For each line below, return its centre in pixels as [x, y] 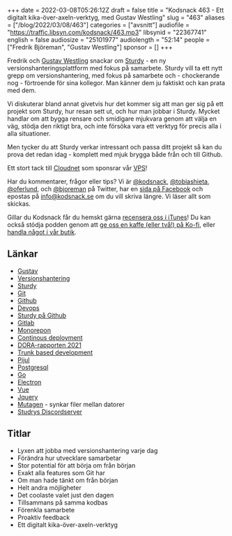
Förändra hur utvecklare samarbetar [69, 458]
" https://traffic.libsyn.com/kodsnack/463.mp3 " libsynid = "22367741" [107, 32]
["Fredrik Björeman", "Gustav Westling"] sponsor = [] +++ [90, 47]
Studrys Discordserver [49, 412]
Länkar [23, 254]
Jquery [28, 396]
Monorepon [34, 330]
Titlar [19, 434]
